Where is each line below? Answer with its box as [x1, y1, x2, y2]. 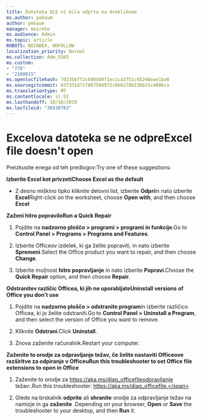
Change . [15, 255, 38, 262]
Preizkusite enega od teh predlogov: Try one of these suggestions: [6, 164, 172, 171]
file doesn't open [6, 144, 94, 158]
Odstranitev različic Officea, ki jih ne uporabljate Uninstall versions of [6, 285, 184, 292]
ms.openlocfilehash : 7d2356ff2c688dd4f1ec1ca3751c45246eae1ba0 [6, 76, 170, 83]
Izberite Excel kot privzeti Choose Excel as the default [6, 175, 144, 183]
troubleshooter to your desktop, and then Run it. [15, 407, 136, 415]
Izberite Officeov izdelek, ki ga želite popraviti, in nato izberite [15, 242, 170, 249]
